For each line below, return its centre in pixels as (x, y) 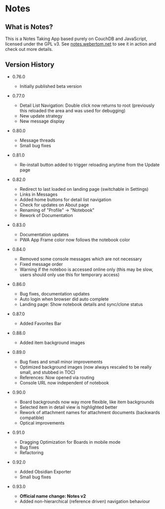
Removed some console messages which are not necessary (81, 259)
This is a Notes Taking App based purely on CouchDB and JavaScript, (76, 39)
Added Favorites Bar (41, 323)
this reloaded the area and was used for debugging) (73, 110)
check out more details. (29, 49)
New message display (42, 121)
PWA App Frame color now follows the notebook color (75, 240)
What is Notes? (29, 27)
